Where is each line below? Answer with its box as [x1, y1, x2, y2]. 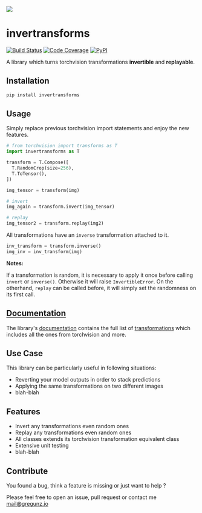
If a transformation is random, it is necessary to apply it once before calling [6, 271, 194, 279]
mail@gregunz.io [6, 500, 48, 508]
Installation [6, 76, 50, 86]
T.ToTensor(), [11, 170, 47, 177]
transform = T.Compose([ [6, 159, 69, 166]
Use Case [6, 348, 44, 359]
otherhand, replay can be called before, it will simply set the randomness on [6, 284, 197, 291]
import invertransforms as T [6, 148, 80, 154]
